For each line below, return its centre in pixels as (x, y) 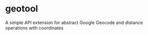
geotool (22, 9)
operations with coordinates (34, 27)
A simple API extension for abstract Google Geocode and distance (74, 22)
